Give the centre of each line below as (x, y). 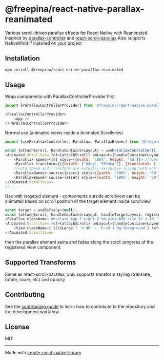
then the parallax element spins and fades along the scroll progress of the (79, 242)
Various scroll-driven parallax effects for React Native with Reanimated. (77, 33)
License (17, 327)
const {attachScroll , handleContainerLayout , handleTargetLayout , (74, 215)
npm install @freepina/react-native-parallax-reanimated (64, 70)
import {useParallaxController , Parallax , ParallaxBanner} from (72, 142)
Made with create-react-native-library (43, 353)
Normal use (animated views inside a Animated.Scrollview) (64, 133)
